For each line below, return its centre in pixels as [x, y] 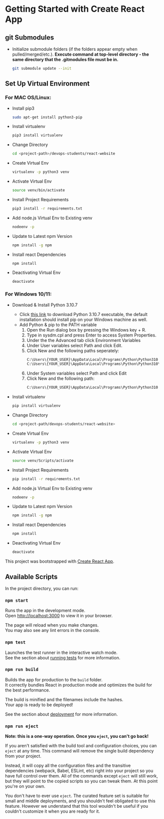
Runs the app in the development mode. [45, 610]
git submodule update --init [42, 68]
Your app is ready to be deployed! [39, 705]
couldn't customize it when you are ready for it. [52, 811]
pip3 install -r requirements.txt [47, 209]
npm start [17, 600]
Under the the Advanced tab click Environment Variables [83, 340]
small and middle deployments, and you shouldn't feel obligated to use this [80, 801]
